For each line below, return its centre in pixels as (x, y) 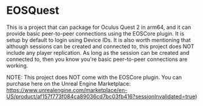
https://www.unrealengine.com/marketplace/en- (67, 90)
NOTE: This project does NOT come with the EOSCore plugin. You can (94, 77)
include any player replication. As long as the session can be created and (98, 52)
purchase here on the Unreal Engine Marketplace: (69, 83)
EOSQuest (33, 11)
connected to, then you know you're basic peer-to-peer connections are (97, 59)
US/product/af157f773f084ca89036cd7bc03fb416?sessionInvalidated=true (101, 96)
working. (17, 65)
